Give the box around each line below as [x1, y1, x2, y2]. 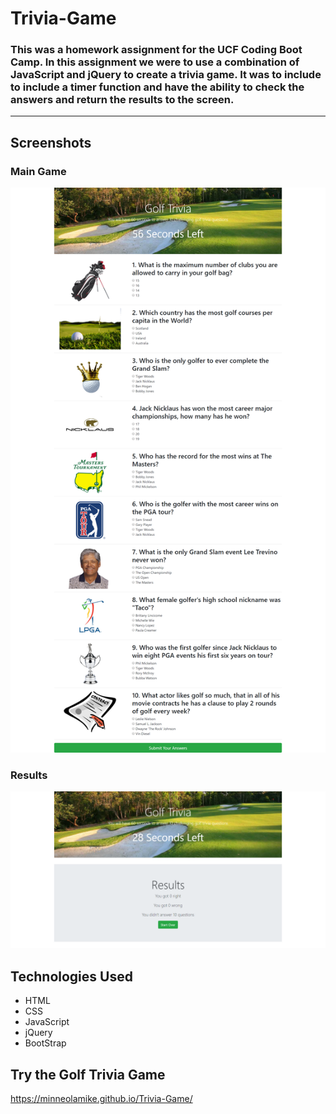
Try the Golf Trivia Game [10, 1066, 166, 1083]
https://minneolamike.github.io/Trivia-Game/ [10, 1092, 193, 1104]
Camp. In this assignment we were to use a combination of [10, 55, 300, 69]
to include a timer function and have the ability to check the [10, 80, 305, 94]
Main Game [10, 164, 67, 178]
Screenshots [10, 134, 92, 151]
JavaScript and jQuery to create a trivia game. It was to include [10, 68, 322, 82]
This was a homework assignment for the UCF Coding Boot [10, 43, 303, 57]
